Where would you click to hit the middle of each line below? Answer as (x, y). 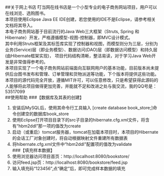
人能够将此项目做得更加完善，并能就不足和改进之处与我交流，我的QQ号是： (81, 86)
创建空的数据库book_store (43, 114)
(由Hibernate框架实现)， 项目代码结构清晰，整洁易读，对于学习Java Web (78, 56)
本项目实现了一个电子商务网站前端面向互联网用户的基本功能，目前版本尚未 (80, 68)
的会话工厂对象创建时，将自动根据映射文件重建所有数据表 (70, 138)
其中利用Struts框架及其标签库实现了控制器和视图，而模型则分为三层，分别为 (82, 44)
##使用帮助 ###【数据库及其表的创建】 (45, 97)
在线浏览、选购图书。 (26, 13)
